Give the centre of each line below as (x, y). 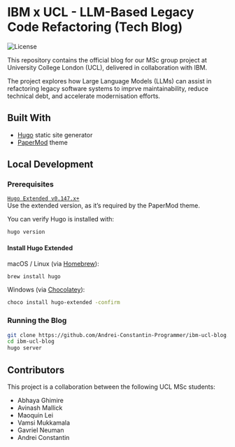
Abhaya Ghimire (41, 400)
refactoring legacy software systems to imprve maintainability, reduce (108, 88)
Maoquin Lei (35, 415)
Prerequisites (30, 184)
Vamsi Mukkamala (44, 422)
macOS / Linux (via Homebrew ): (53, 263)
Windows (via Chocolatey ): (46, 290)
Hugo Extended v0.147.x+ (43, 199)
